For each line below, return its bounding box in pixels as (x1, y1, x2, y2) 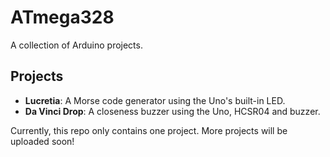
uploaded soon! (10, 135, 75, 147)
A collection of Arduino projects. (10, 39, 143, 51)
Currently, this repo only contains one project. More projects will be (10, 124, 288, 136)
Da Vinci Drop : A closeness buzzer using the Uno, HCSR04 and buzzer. (24, 105, 321, 117)
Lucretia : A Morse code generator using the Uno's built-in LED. (24, 94, 286, 106)
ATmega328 (10, 6, 115, 29)
